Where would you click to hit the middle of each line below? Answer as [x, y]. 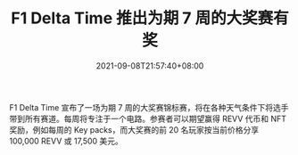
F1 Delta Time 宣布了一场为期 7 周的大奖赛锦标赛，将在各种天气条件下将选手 [149, 107]
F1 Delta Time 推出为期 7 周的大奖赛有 [150, 18]
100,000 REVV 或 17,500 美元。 [66, 141]
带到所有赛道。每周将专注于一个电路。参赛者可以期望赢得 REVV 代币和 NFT [148, 118]
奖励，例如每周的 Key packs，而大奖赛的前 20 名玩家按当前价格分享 [134, 129]
